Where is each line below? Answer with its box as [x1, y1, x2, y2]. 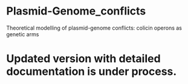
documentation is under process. [6, 65, 177, 79]
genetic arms [6, 30, 39, 37]
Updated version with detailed [6, 52, 161, 66]
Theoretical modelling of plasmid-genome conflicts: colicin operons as [6, 24, 183, 31]
